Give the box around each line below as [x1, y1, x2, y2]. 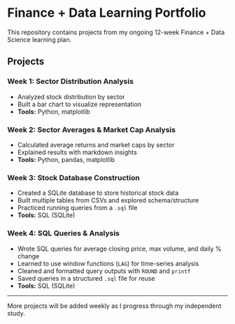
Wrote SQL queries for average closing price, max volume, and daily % [17, 244, 222, 253]
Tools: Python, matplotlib [17, 107, 90, 116]
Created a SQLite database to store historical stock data [17, 189, 179, 197]
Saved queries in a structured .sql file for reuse [17, 274, 155, 282]
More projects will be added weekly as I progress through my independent [7, 302, 222, 310]
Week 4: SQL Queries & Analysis [7, 228, 120, 238]
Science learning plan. [7, 35, 72, 43]
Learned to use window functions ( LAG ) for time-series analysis [17, 259, 199, 267]
